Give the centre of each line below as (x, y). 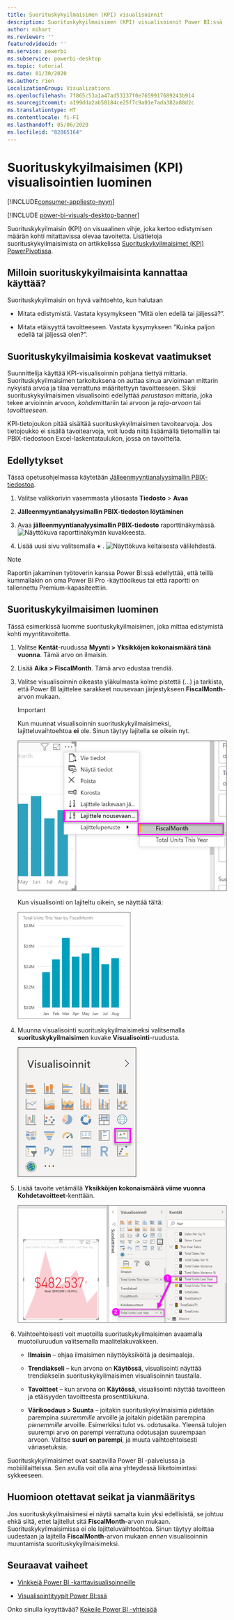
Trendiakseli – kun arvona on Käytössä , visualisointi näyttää (115, 1368)
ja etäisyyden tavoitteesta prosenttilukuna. (88, 1397)
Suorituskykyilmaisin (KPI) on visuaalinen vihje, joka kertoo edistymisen (110, 228)
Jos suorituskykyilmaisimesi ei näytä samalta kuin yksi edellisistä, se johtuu (115, 1513)
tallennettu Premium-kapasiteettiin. (57, 588)
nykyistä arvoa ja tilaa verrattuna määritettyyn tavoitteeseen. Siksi (102, 388)
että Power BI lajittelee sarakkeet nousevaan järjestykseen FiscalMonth (120, 689)
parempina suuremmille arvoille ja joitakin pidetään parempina (116, 1417)
